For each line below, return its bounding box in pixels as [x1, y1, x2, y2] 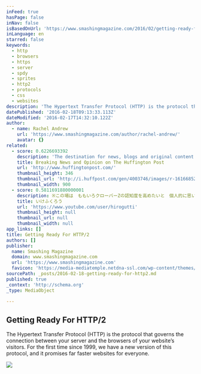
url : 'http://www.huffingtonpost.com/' [17, 165, 117, 171]
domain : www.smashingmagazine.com [11, 254, 98, 260]
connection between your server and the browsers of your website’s [6, 337, 175, 345]
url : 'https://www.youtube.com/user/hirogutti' [17, 204, 138, 210]
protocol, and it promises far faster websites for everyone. [6, 350, 150, 357]
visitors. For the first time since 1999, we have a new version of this [6, 343, 172, 351]
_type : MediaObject [6, 287, 55, 294]
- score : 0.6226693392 [11, 148, 68, 154]
